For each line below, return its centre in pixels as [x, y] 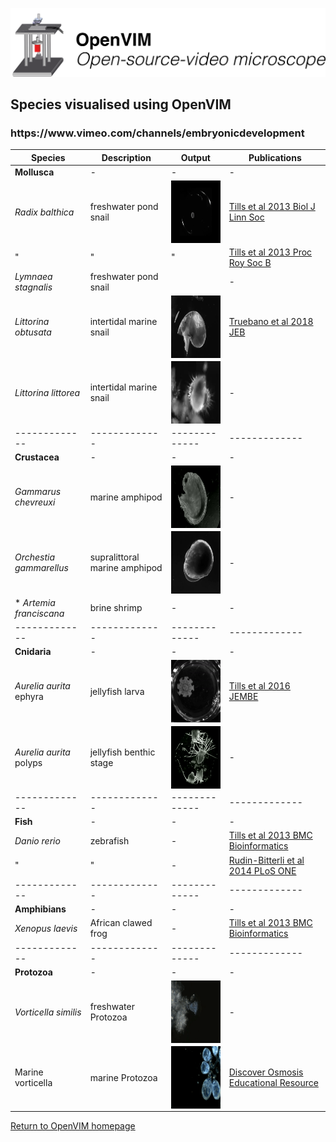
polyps [28, 762]
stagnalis [33, 287]
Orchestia [35, 557]
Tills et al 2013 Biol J [272, 207]
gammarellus [41, 568]
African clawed [121, 923]
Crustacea [37, 457]
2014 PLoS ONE [262, 870]
